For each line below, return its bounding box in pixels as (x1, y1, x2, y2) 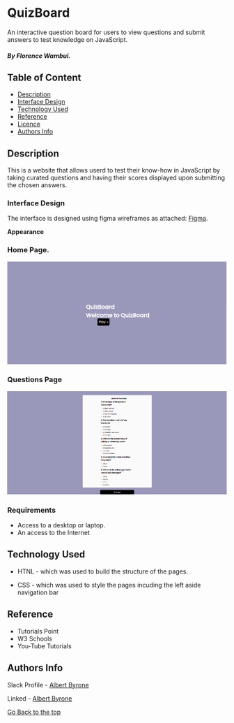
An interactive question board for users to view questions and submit (7, 28, 205, 36)
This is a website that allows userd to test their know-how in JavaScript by (7, 166, 221, 175)
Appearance (7, 228, 44, 236)
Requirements (7, 505, 56, 515)
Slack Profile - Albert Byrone (7, 680, 89, 689)
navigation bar (17, 588, 59, 597)
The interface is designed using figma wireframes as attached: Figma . (7, 214, 208, 223)
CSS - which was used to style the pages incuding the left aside (17, 580, 201, 589)
